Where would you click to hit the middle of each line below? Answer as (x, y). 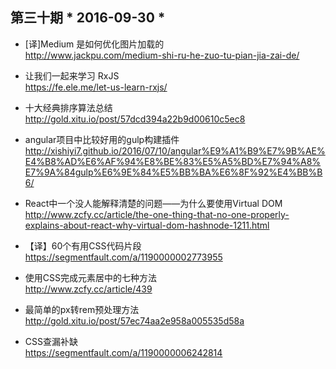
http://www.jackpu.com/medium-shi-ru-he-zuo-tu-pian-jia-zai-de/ (162, 55)
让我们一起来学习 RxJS (72, 75)
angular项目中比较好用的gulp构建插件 (102, 139)
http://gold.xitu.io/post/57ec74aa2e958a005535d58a (134, 320)
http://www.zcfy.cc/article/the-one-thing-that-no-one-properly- (157, 214)
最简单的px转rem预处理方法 (82, 309)
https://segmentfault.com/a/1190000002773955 (123, 257)
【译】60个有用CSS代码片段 (83, 245)
